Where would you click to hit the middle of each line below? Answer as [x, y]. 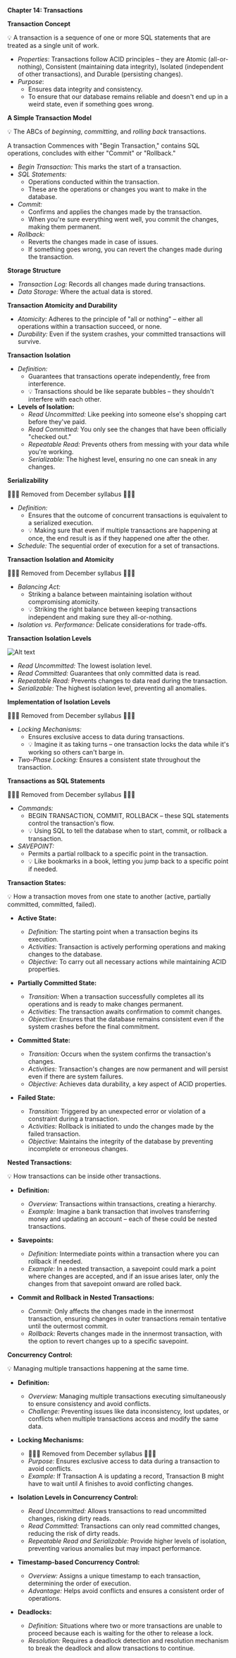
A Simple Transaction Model [50, 118]
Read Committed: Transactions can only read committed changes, [124, 1526]
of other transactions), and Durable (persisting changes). [100, 74]
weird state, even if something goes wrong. [91, 104]
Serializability [28, 480]
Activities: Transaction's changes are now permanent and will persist [128, 1069]
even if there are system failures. [76, 1076]
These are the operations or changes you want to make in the [117, 189]
